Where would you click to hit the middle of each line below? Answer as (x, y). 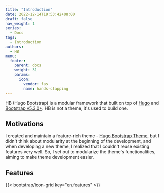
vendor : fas (36, 84)
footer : (18, 61)
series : (13, 28)
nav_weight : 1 (20, 24)
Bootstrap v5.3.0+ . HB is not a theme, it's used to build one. (67, 108)
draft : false (19, 19)
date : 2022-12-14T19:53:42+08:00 (40, 14)
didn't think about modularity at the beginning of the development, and (78, 141)
